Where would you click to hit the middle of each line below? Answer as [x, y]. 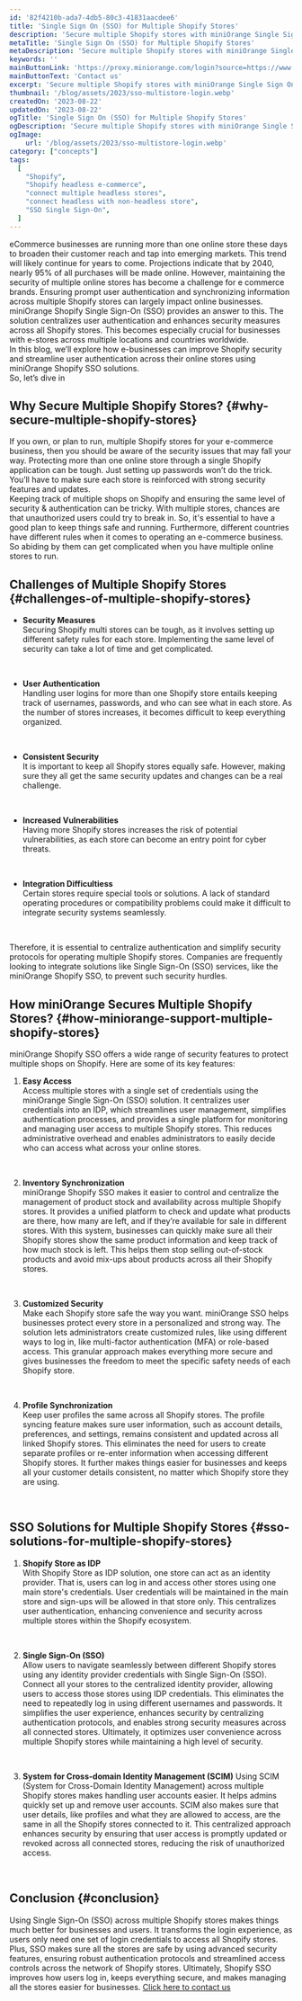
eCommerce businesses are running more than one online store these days [148, 244]
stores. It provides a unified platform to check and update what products [156, 1211]
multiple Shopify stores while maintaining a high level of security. [142, 1741]
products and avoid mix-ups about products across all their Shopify [147, 1259]
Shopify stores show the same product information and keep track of [150, 1240]
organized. [42, 722]
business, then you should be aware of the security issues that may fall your [151, 451]
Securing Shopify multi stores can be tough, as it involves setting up [148, 630]
